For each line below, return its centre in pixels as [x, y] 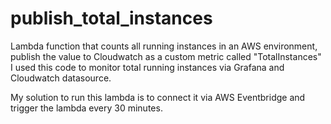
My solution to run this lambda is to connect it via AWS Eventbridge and [158, 97]
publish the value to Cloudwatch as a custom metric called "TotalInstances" [166, 56]
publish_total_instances [111, 18]
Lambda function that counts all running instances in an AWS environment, [164, 46]
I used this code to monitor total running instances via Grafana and [147, 67]
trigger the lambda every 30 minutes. [86, 108]
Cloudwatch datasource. [61, 78]
